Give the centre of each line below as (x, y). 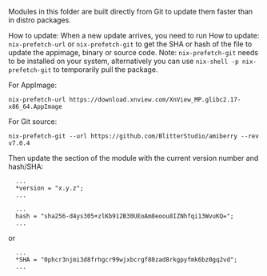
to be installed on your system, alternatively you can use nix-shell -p (124, 61)
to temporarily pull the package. (106, 70)
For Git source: (33, 122)
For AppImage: (33, 85)
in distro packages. (40, 20)
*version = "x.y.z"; (50, 188)
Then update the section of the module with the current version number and (133, 158)
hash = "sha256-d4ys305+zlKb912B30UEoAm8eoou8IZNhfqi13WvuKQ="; (125, 216)
